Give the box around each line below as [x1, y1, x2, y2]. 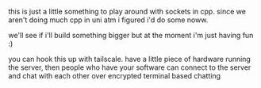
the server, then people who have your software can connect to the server [8, 63, 251, 72]
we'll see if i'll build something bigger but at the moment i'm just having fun [8, 31, 254, 40]
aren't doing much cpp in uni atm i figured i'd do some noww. [8, 15, 209, 25]
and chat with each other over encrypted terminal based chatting [8, 71, 221, 80]
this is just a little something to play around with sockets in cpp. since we [8, 7, 246, 16]
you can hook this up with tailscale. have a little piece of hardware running [8, 55, 251, 63]
